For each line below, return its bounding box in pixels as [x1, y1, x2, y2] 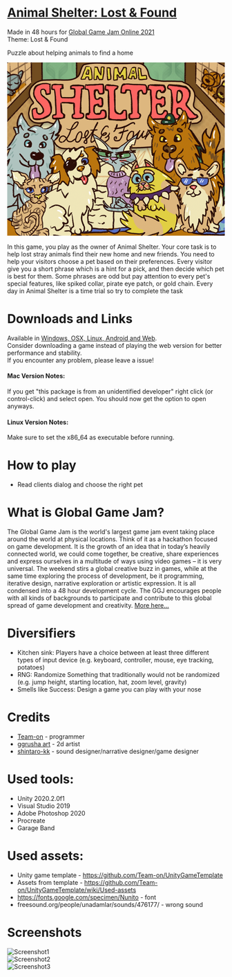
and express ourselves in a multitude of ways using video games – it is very [7, 557, 222, 565]
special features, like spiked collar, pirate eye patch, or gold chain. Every [7, 279, 213, 288]
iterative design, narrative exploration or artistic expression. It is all [7, 579, 197, 588]
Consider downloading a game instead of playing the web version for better [7, 341, 222, 349]
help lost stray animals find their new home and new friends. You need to [7, 249, 215, 258]
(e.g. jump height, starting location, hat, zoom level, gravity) [17, 678, 187, 687]
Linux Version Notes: [7, 418, 69, 426]
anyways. [7, 402, 35, 410]
